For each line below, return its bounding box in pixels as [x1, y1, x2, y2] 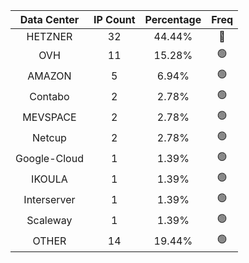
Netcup [32, 130, 67, 144]
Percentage [144, 13, 202, 26]
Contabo [29, 89, 70, 103]
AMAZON [27, 69, 72, 83]
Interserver [23, 192, 76, 206]
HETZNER [26, 30, 73, 43]
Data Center [19, 13, 80, 26]
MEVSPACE [22, 110, 77, 124]
